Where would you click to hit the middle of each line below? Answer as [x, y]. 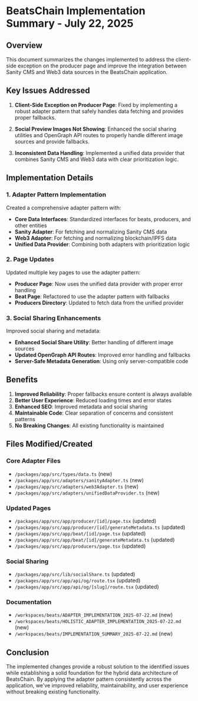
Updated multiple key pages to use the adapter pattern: [73, 272]
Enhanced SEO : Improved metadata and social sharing [81, 406]
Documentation [29, 602]
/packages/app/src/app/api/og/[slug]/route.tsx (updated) [87, 587]
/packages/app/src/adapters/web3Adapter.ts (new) [77, 486]
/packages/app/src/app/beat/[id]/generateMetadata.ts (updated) [95, 540]
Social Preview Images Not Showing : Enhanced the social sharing [95, 129]
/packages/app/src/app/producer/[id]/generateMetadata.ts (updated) [100, 527]
